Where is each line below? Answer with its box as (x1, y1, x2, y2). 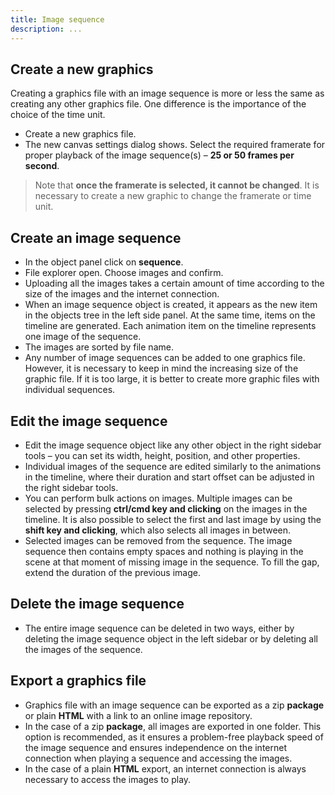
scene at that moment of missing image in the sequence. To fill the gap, (24, 556, 320, 568)
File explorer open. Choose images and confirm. (24, 267, 224, 279)
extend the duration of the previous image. (24, 566, 201, 578)
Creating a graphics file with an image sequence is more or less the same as (10, 87, 325, 100)
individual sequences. (24, 384, 116, 396)
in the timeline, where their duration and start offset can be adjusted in (24, 471, 315, 483)
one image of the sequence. (24, 331, 142, 343)
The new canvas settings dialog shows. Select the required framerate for (24, 139, 326, 151)
